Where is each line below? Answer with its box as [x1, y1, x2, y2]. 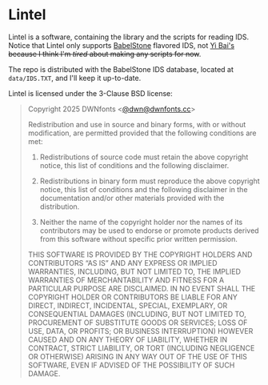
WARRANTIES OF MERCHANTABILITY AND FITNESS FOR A [27, 275, 225, 285]
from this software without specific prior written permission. [39, 234, 238, 243]
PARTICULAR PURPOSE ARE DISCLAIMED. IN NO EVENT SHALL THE [27, 283, 256, 293]
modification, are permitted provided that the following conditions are [27, 128, 257, 138]
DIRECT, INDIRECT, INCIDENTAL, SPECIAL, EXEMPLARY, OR [27, 300, 228, 310]
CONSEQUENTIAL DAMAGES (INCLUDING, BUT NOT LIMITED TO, [27, 309, 246, 319]
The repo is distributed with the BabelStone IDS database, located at [8, 64, 234, 74]
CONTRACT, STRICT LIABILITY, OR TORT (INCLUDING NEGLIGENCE [27, 343, 255, 353]
